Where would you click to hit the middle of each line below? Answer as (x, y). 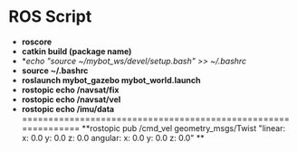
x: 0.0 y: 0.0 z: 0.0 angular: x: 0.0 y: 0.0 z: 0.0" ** (113, 138)
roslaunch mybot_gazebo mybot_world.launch (111, 80)
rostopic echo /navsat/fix (70, 90)
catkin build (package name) (77, 51)
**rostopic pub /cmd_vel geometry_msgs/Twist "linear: (184, 128)
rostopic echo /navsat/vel (71, 99)
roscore (37, 42)
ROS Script (50, 17)
